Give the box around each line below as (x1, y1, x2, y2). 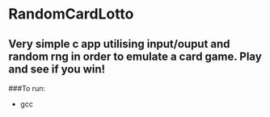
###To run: (8, 84, 46, 93)
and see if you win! (8, 62, 106, 76)
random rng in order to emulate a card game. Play (8, 49, 263, 63)
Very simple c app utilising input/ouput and (8, 37, 230, 51)
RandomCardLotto (8, 5, 134, 23)
